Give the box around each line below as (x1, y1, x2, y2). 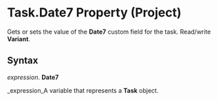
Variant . (7, 34, 31, 43)
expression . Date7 (7, 73, 59, 81)
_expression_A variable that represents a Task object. (7, 86, 159, 94)
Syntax (7, 55, 39, 67)
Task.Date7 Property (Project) (7, 5, 182, 21)
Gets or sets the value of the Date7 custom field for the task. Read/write (7, 27, 211, 36)
